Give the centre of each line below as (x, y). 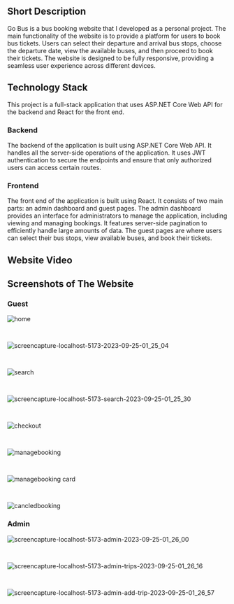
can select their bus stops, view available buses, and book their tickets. (110, 238)
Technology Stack (47, 88)
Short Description (47, 12)
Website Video (40, 260)
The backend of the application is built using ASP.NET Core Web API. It (109, 145)
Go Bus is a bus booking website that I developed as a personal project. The (117, 28)
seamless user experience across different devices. (81, 65)
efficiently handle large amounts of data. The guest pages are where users (115, 231)
